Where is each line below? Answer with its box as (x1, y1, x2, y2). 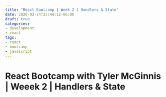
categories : (5, 21, 30, 26)
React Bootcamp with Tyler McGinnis (5, 70, 162, 82)
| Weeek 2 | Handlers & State (5, 81, 126, 92)
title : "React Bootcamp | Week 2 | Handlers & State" (5, 7, 119, 12)
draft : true (5, 16, 30, 21)
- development (5, 26, 35, 31)
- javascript (5, 49, 32, 54)
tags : (5, 35, 16, 40)
